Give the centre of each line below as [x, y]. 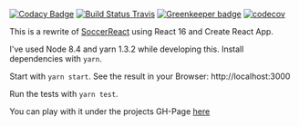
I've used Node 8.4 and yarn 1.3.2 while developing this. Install [127, 49]
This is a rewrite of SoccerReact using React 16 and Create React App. [141, 31]
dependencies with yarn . [56, 58]
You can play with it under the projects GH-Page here [110, 111]
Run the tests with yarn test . [64, 94]
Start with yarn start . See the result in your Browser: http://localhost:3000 [150, 76]
